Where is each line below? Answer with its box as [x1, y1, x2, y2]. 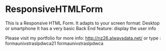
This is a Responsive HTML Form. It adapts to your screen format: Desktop [5, 20, 160, 26]
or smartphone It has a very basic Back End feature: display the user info [5, 25, 156, 31]
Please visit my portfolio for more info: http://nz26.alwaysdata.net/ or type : [5, 35, 161, 41]
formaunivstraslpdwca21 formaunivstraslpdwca [5, 40, 104, 46]
